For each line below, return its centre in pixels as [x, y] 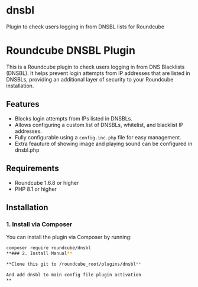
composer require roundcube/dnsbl [49, 248]
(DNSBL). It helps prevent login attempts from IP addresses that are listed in [98, 73]
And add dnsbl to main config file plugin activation [74, 275]
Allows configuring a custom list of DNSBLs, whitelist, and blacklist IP [99, 125]
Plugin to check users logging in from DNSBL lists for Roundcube [85, 27]
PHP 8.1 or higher [36, 189]
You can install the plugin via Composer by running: [69, 237]
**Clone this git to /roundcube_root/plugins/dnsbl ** [74, 264]
